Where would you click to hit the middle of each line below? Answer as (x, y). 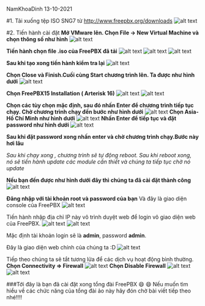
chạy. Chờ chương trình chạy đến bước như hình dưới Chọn (95, 112)
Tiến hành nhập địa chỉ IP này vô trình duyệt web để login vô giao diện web (101, 217)
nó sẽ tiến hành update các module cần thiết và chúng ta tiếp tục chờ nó (99, 162)
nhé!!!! (14, 297)
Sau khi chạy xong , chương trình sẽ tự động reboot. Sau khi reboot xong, (99, 155)
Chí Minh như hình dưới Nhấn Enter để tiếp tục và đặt (95, 118)
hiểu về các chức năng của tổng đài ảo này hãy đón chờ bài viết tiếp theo (99, 291)
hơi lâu (15, 143)
